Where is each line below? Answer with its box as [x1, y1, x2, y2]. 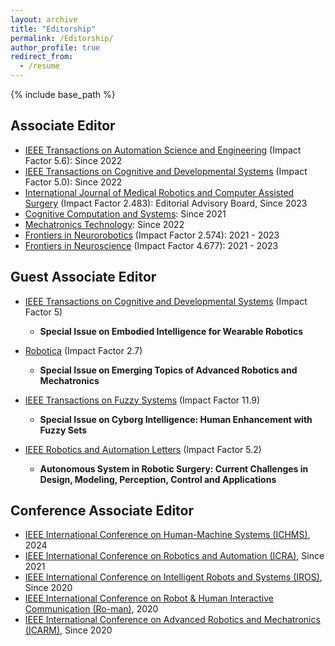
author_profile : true [10, 42, 101, 53]
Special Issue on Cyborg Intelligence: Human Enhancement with [39, 413, 313, 425]
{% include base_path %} [10, 89, 116, 100]
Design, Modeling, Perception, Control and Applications [39, 473, 277, 485]
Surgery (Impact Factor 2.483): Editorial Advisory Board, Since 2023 [24, 197, 308, 209]
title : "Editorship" [10, 24, 97, 34]
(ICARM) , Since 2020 [24, 624, 113, 636]
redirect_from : [10, 52, 74, 62]
